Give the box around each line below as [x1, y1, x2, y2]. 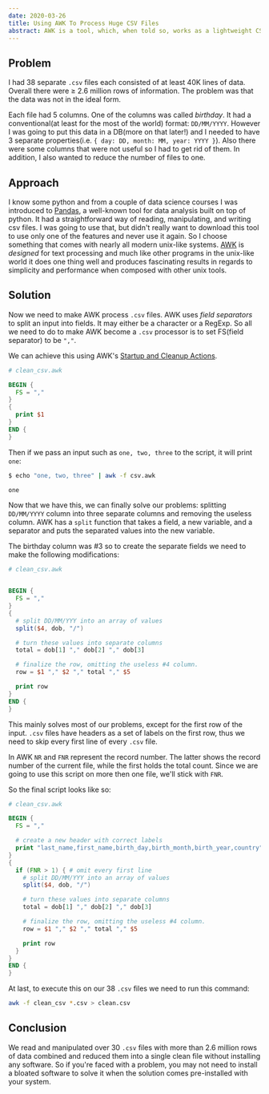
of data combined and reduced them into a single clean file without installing [8, 1051, 261, 1060]
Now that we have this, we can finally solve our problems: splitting [8, 500, 227, 510]
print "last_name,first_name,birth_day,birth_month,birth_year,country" [15, 844, 263, 852]
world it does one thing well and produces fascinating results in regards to [8, 257, 253, 266]
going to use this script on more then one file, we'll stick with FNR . [8, 769, 224, 778]
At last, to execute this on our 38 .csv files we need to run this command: [8, 983, 250, 994]
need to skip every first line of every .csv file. [8, 737, 158, 746]
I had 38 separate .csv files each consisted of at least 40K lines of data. [8, 78, 246, 87]
